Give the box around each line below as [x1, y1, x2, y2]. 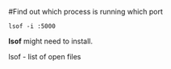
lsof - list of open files [8, 52, 81, 61]
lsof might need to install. [8, 36, 94, 46]
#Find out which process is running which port [8, 7, 164, 16]
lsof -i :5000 [8, 22, 56, 30]
